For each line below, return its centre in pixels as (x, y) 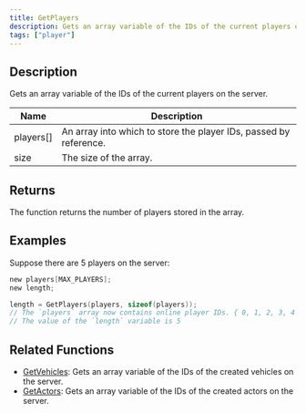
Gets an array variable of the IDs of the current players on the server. (139, 94)
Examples (38, 241)
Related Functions (62, 350)
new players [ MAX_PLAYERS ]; (61, 279)
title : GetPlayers (44, 18)
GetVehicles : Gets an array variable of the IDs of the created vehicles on (158, 372)
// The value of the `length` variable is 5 (95, 321)
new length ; (32, 288)
